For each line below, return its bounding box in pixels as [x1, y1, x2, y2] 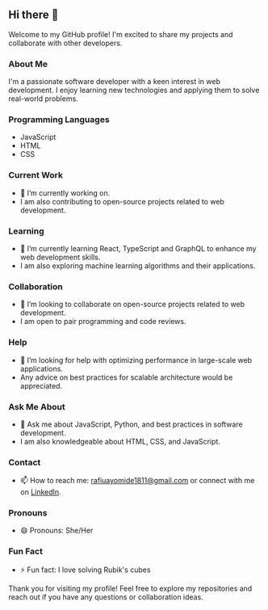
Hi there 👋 [8, 8, 59, 22]
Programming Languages [8, 114, 111, 125]
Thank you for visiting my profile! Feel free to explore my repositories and [8, 583, 253, 593]
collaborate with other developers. [8, 38, 123, 48]
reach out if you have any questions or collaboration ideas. [8, 591, 203, 602]
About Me [8, 58, 48, 69]
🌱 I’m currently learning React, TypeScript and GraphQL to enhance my [19, 244, 257, 253]
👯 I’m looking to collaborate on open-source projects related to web [19, 300, 245, 309]
